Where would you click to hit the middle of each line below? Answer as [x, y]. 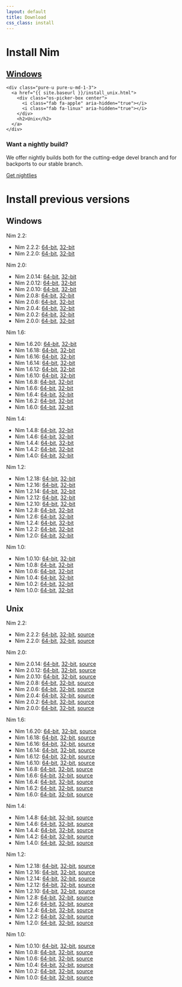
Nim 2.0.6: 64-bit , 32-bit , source [55, 689]
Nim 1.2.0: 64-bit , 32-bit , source [54, 923]
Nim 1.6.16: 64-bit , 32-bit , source [55, 744]
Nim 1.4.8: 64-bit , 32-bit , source [54, 818]
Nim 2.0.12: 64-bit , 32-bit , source [55, 670]
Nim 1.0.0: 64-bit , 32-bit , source [54, 977]
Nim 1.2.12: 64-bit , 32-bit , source [55, 885]
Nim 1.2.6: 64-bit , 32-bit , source [54, 904]
